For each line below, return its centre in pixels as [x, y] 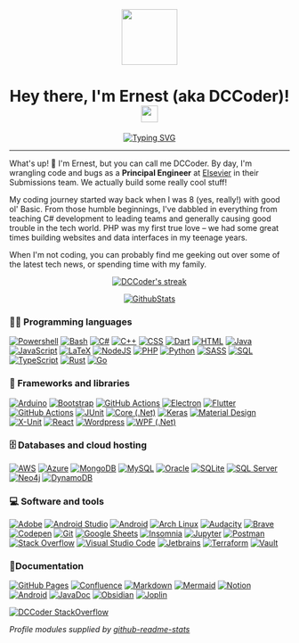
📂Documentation [47, 566]
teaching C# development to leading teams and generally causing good [140, 218]
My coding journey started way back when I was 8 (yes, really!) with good [145, 199]
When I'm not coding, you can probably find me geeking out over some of [145, 254]
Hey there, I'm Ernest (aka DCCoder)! [149, 96]
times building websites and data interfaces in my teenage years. [128, 237]
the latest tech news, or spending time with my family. [108, 264]
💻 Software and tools [57, 501]
